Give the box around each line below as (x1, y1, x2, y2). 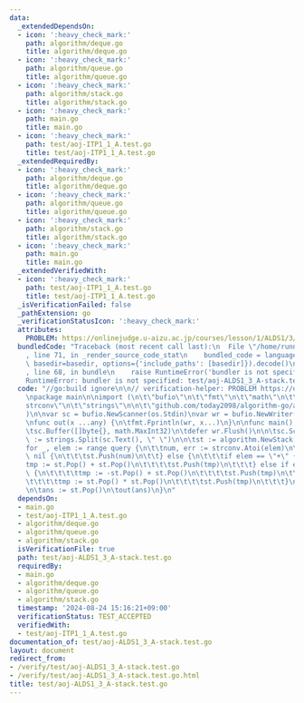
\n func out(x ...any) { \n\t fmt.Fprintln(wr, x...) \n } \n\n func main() (25, 418, 294, 427)
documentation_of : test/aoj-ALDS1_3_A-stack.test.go (9, 637, 213, 647)
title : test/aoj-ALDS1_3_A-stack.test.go (9, 679, 168, 688)
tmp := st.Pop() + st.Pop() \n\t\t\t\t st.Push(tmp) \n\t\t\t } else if (25, 460, 290, 470)
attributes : (17, 326, 63, 335)
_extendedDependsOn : (17, 22, 95, 31)
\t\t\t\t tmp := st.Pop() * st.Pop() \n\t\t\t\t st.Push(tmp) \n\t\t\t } (25, 477, 290, 486)
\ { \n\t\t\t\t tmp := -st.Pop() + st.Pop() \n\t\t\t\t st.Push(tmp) (25, 469, 278, 478)
